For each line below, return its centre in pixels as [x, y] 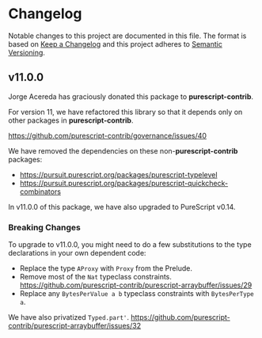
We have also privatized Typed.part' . [68, 317]
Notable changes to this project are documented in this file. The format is [127, 36]
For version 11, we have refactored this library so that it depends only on [125, 112]
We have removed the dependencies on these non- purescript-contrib [123, 150]
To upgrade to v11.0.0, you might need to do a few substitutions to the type [130, 245]
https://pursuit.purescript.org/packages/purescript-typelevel [118, 174]
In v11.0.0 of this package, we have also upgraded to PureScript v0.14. [122, 207]
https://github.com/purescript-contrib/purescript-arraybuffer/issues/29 [136, 285]
